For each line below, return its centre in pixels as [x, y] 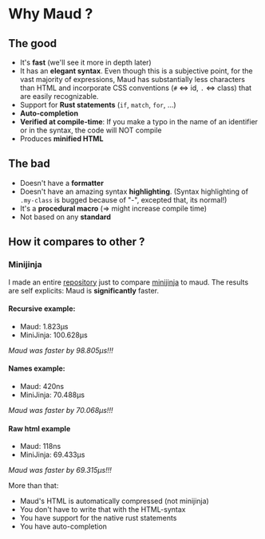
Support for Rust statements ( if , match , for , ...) [98, 105]
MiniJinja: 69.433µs [52, 454]
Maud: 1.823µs [44, 326]
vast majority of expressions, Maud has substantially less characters [132, 79]
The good [33, 43]
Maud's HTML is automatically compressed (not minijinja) [114, 501]
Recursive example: [42, 309]
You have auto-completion [63, 526]
